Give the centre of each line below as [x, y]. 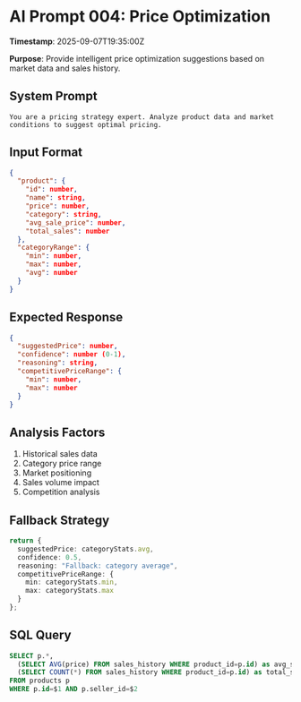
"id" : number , [52, 190]
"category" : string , [64, 214]
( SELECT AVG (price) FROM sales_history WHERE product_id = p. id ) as [144, 664]
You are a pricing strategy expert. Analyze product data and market [142, 117]
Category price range [62, 464]
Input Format [46, 153]
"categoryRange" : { [54, 248]
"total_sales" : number [68, 231]
